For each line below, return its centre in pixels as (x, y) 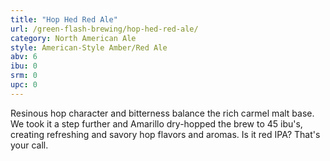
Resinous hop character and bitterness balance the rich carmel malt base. (162, 113)
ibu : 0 (24, 66)
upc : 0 (24, 85)
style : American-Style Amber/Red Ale (89, 47)
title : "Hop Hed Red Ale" (64, 19)
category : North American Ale (73, 38)
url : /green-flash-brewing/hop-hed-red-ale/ (104, 29)
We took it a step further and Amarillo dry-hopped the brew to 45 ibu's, (156, 123)
